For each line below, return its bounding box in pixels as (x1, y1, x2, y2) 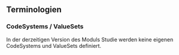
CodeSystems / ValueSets (6, 22, 84, 31)
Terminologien (6, 5, 62, 15)
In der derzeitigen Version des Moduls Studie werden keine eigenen (6, 35, 174, 43)
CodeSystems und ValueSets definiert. (6, 42, 102, 49)
